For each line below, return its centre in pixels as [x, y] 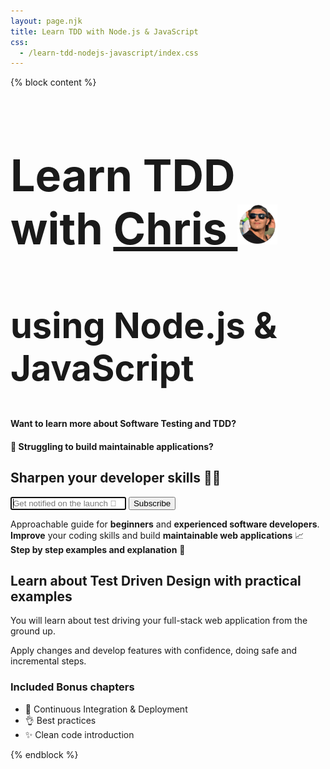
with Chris [119, 228]
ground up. [33, 631]
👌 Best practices [60, 720]
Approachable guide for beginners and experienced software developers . [165, 524]
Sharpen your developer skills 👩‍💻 [116, 478]
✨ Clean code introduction [79, 734]
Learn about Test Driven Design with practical [156, 580]
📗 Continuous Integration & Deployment [106, 709]
